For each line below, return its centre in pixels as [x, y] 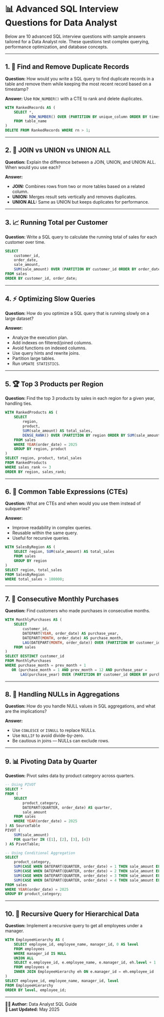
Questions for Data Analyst [61, 23]
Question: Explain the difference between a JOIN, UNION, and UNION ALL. [81, 162]
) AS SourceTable [23, 826]
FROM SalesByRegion [25, 574]
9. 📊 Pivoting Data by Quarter [51, 761]
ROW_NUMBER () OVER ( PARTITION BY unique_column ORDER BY [88, 117]
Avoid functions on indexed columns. [49, 348]
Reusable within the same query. [45, 533]
